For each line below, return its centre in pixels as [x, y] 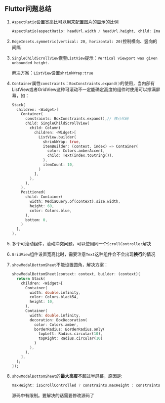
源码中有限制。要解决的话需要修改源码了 [53, 396]
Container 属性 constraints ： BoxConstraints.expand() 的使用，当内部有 [83, 83]
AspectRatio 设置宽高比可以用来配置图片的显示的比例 [65, 22]
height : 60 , [42, 206]
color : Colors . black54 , [54, 297]
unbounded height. [31, 63]
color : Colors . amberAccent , [76, 151]
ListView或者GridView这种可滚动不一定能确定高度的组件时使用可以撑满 [84, 89]
